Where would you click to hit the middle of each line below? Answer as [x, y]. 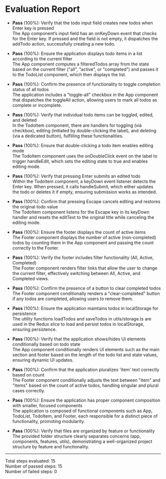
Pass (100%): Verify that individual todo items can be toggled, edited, [83, 114]
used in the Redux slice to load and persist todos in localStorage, [78, 324]
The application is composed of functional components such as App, [83, 411]
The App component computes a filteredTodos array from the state [81, 64]
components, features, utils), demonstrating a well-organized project [82, 441]
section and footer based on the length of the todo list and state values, [85, 355]
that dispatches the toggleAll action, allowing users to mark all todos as [84, 100]
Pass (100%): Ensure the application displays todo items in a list [77, 53]
